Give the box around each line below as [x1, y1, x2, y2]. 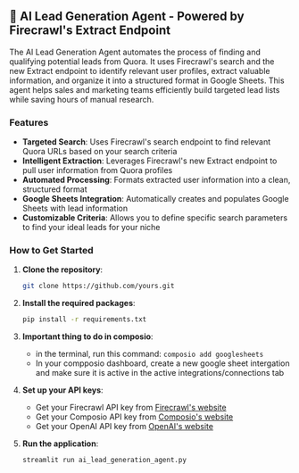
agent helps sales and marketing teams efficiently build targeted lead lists [9, 84, 280, 95]
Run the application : [21, 438, 99, 449]
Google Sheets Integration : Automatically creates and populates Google [21, 194, 289, 204]
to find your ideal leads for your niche [21, 222, 161, 233]
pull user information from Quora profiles [21, 165, 173, 176]
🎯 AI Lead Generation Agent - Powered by [9, 9, 245, 24]
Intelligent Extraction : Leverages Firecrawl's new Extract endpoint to [21, 155, 278, 166]
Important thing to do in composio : [21, 331, 154, 342]
